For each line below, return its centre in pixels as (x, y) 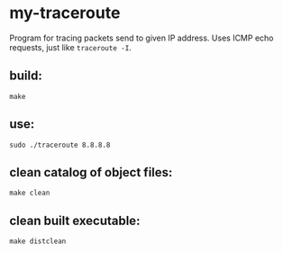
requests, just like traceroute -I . (71, 47)
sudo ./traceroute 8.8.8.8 (60, 145)
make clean (30, 193)
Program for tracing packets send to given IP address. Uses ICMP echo (141, 38)
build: (26, 76)
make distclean (38, 241)
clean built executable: (75, 220)
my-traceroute (65, 13)
